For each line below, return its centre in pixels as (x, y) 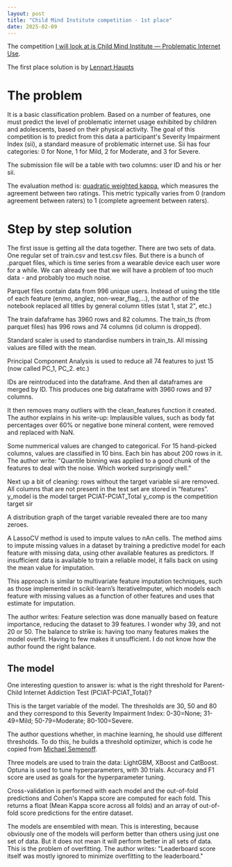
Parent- (214, 685)
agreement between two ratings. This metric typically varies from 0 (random (116, 193)
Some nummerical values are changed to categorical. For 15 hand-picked (112, 446)
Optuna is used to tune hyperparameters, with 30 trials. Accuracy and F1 (111, 770)
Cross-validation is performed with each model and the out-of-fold (103, 791)
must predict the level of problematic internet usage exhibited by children (112, 122)
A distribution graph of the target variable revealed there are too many (108, 517)
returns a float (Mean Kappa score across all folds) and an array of (102, 806)
